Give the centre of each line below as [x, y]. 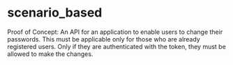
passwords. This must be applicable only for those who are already [104, 39]
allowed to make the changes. [50, 54]
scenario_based [55, 13]
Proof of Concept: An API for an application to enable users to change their [115, 32]
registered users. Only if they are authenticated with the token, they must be [117, 46]
